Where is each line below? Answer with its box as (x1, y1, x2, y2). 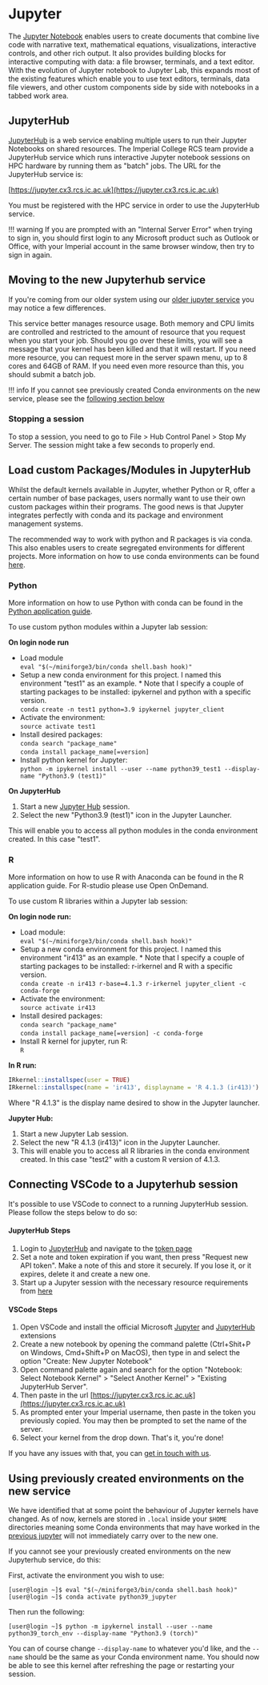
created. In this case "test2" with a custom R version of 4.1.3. (19, 1155, 221, 1164)
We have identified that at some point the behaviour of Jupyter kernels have (8, 1506, 258, 1515)
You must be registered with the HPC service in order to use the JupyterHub (8, 200, 260, 210)
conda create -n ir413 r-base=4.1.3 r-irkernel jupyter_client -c (19, 980, 246, 988)
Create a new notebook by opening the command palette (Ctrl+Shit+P (19, 1339, 251, 1349)
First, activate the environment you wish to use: (8, 1570, 165, 1580)
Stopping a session (8, 413, 85, 424)
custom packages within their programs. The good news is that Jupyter (8, 501, 244, 511)
